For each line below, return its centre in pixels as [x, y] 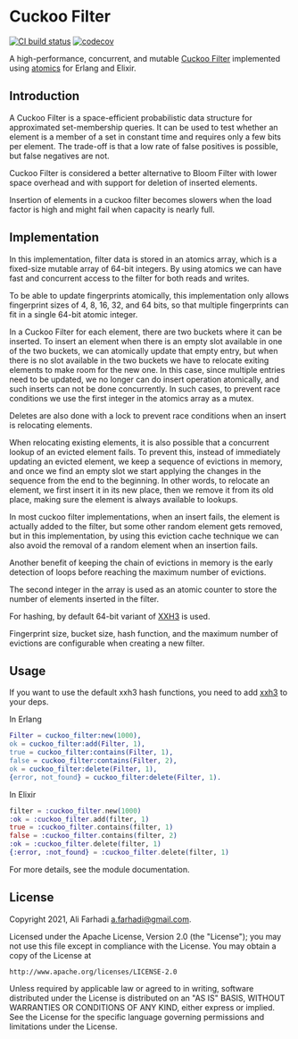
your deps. [29, 702]
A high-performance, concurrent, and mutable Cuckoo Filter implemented [145, 58]
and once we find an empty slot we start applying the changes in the [135, 470]
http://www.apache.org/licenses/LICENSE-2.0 [93, 972]
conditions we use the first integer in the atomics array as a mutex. [132, 398]
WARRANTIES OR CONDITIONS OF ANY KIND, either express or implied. [142, 1007]
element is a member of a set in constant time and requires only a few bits [145, 137]
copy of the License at [50, 955]
